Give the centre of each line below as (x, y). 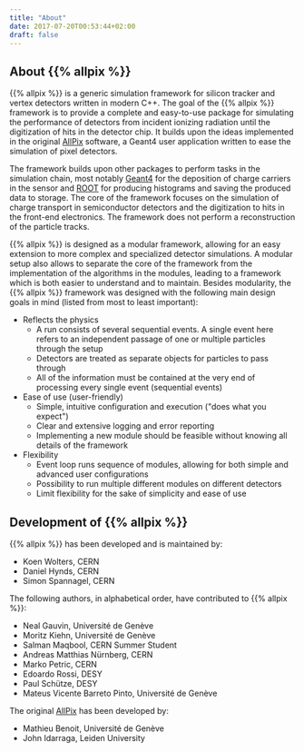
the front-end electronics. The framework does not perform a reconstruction (152, 217)
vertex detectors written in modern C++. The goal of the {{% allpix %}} (142, 103)
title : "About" (38, 18)
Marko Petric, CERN (60, 664)
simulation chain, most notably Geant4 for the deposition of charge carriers (150, 179)
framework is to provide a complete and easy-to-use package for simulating (152, 113)
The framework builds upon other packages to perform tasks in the (135, 169)
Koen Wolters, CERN (61, 561)
